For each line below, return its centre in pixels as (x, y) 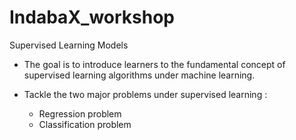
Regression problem (80, 113)
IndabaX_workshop (92, 17)
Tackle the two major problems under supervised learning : (145, 94)
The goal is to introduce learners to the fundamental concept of (154, 64)
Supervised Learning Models (69, 45)
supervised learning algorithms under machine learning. (139, 75)
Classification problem (85, 124)
